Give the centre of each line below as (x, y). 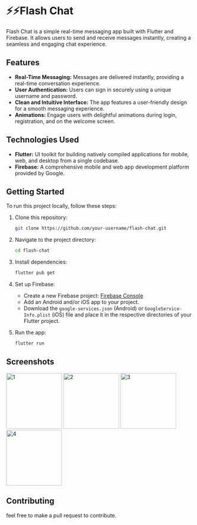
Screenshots (30, 362)
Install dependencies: (41, 262)
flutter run (29, 343)
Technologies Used (42, 140)
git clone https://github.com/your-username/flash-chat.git (90, 229)
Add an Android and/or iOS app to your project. (81, 302)
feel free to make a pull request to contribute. (61, 515)
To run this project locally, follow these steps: (61, 206)
